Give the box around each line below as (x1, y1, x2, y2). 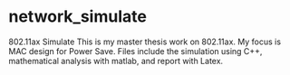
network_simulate (8, 6, 147, 27)
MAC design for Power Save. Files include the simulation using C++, (8, 45, 263, 56)
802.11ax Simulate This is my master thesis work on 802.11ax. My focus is (8, 36, 282, 47)
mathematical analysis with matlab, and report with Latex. (8, 55, 224, 66)
